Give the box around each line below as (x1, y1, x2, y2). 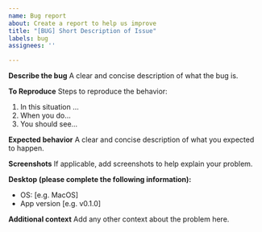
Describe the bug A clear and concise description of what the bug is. (8, 71, 239, 81)
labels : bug (8, 34, 48, 43)
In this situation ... (19, 102, 79, 112)
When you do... (19, 110, 71, 121)
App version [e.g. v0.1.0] (19, 199, 102, 209)
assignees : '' (8, 42, 56, 50)
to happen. (8, 143, 44, 153)
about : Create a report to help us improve (8, 19, 157, 27)
